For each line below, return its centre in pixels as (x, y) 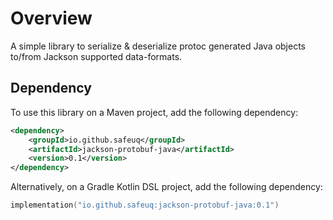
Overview (51, 18)
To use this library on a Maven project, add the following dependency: (154, 112)
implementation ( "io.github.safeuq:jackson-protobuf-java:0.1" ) (145, 205)
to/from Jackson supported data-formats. (96, 56)
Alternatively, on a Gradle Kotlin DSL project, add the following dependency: (166, 187)
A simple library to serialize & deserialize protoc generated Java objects (158, 46)
